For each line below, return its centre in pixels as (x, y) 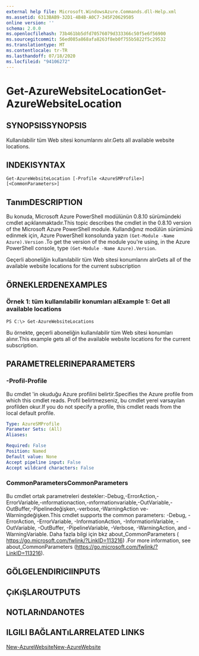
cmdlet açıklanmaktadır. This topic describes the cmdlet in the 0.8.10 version (99, 223)
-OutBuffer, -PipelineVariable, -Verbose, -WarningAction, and (112, 527)
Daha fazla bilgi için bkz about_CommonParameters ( (114, 534)
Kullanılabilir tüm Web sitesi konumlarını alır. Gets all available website (90, 140)
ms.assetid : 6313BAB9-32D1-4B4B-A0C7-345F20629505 (70, 17)
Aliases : (17, 435)
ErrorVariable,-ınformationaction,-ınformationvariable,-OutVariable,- (90, 502)
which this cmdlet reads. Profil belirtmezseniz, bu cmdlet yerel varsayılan (96, 400)
